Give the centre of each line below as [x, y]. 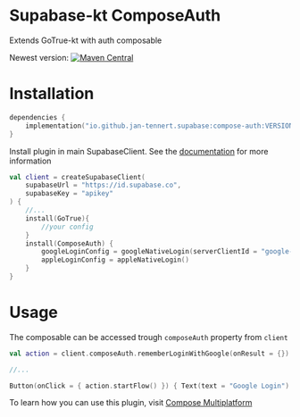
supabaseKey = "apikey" [70, 194]
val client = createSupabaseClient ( [77, 177]
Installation [52, 94]
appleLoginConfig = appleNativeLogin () [116, 260]
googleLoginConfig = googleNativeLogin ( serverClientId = [149, 252]
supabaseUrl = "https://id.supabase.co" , [103, 185]
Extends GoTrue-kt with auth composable [86, 40]
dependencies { [37, 117]
